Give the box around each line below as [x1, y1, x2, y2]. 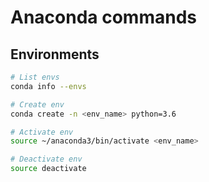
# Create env [10, 99, 65, 110]
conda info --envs [10, 81, 87, 91]
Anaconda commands [10, 6, 197, 29]
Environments [10, 46, 100, 63]
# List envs [10, 72, 60, 82]
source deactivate [10, 164, 87, 174]
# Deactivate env [10, 154, 83, 165]
